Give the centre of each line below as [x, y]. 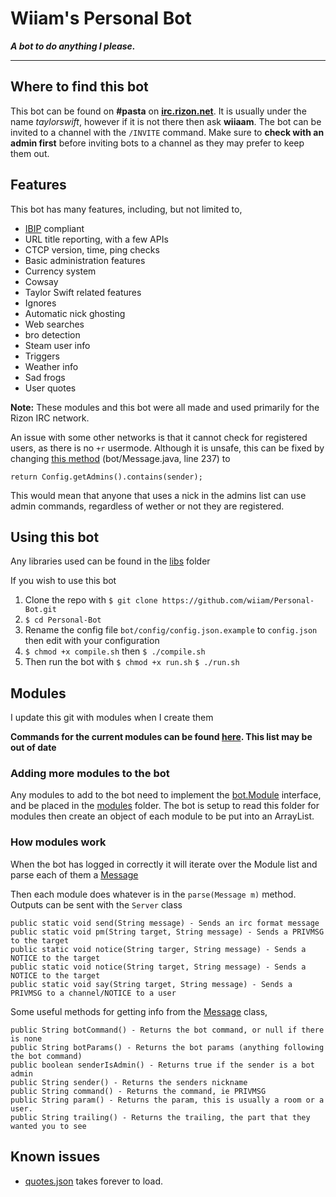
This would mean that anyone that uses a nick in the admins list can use [158, 495]
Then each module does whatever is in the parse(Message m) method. [153, 894]
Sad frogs [45, 377]
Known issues [55, 1157]
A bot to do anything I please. [73, 46]
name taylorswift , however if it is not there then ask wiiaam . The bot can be [166, 121]
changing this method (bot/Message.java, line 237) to [120, 458]
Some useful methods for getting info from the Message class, [139, 1011]
